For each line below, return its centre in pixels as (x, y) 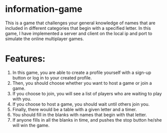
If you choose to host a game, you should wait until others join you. (81, 104)
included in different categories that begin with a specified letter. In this (78, 28)
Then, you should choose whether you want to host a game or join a (82, 83)
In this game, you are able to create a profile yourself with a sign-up (82, 72)
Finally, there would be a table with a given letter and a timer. (75, 109)
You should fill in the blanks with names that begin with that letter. (80, 115)
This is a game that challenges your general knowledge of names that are (80, 23)
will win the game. (31, 125)
